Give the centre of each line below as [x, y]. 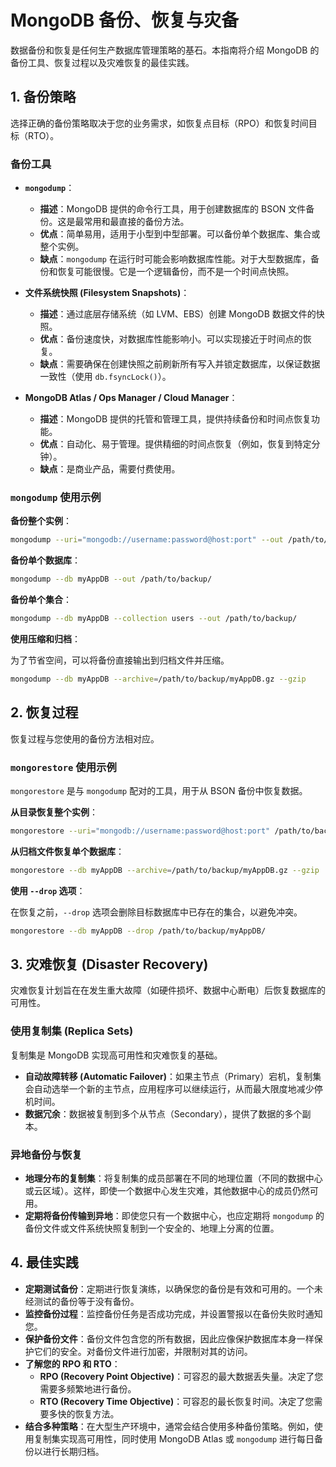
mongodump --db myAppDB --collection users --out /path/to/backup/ [154, 619]
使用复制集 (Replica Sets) [72, 1031]
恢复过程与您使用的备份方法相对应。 [85, 738]
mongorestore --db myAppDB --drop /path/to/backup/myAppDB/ [138, 931]
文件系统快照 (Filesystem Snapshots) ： [107, 293]
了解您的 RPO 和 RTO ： [72, 1363]
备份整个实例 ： [41, 521]
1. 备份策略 [43, 97]
